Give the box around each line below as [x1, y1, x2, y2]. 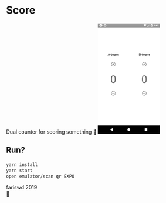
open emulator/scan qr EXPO [6, 173, 75, 179]
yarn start [6, 167, 33, 174]
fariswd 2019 [6, 184, 38, 191]
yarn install [6, 161, 38, 168]
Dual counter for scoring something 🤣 [6, 128, 97, 135]
